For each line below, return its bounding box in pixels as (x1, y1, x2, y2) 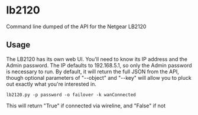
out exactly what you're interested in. (6, 80, 96, 87)
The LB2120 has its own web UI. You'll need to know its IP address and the (6, 55, 188, 62)
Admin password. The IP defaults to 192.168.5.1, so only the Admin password (6, 62, 192, 69)
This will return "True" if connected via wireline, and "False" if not (6, 102, 165, 109)
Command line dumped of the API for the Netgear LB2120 (6, 23, 147, 30)
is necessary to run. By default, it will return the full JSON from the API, (6, 68, 179, 75)
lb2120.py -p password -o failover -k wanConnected (6, 92, 136, 97)
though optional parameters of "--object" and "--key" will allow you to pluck (6, 74, 192, 81)
